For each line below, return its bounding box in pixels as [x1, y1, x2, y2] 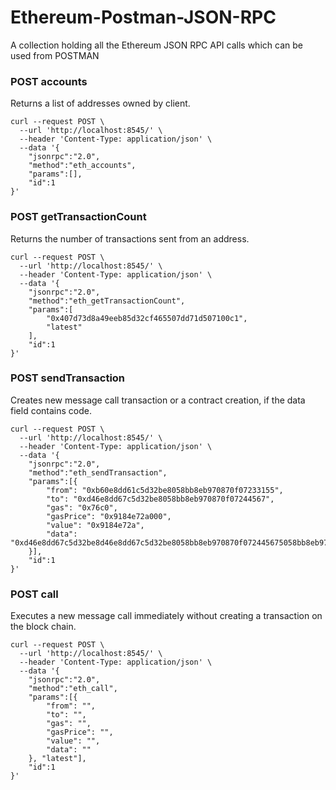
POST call [10, 587, 59, 601]
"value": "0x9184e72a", [46, 520, 145, 530]
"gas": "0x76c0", [46, 502, 118, 513]
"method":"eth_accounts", [28, 161, 137, 171]
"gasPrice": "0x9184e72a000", [46, 511, 172, 521]
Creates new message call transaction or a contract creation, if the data [10, 394, 306, 406]
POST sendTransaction [10, 371, 126, 385]
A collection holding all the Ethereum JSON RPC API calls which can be [10, 39, 303, 51]
